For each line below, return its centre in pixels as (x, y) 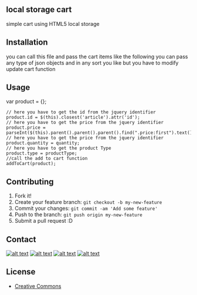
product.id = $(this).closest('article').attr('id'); (73, 118)
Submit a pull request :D (44, 221)
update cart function (31, 69)
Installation (27, 43)
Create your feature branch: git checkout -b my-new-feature (88, 202)
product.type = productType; (42, 153)
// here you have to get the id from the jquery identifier (81, 112)
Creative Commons (38, 286)
